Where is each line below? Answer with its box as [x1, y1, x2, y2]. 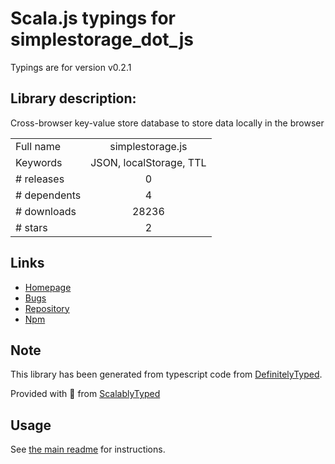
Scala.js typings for [10, 7, 176, 30]
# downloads [15, 204, 77, 218]
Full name [15, 139, 62, 153]
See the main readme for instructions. [10, 443, 166, 456]
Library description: [10, 90, 137, 107]
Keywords [15, 155, 63, 169]
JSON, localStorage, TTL [90, 155, 207, 169]
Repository [24, 302, 70, 314]
